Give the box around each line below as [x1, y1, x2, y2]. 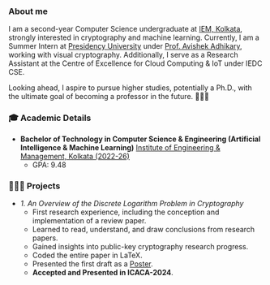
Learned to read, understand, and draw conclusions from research [32, 224, 255, 234]
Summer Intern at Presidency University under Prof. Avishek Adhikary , [8, 41, 242, 51]
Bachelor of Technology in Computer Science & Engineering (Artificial [19, 134, 261, 144]
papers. [32, 233, 58, 243]
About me [8, 6, 49, 17]
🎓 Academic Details [8, 112, 92, 123]
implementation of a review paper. [32, 215, 147, 225]
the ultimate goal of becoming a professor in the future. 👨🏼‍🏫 [8, 92, 209, 101]
